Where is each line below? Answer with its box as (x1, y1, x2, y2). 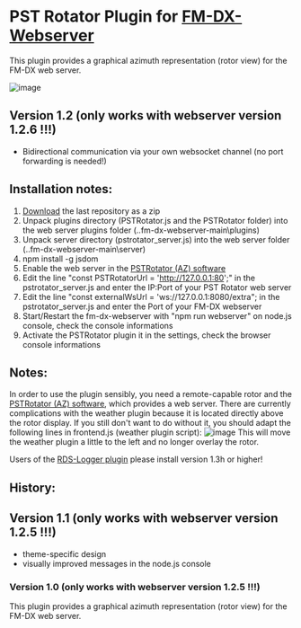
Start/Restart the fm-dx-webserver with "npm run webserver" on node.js (22, 310, 292, 321)
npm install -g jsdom (22, 253, 99, 264)
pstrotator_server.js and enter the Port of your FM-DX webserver (22, 301, 262, 312)
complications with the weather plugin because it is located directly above (9, 408, 284, 419)
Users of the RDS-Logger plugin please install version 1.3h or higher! (9, 454, 263, 464)
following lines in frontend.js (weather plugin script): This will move (9, 427, 291, 438)
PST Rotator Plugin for (9, 6, 179, 27)
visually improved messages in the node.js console (22, 558, 211, 569)
